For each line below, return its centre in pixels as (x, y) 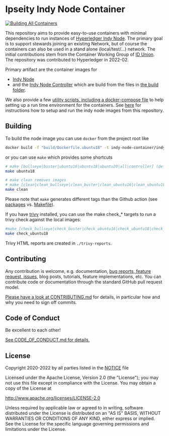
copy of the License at (28, 388)
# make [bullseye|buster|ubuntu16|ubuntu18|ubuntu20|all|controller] (80, 166)
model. (12, 287)
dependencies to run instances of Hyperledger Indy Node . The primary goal (84, 38)
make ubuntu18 (20, 171)
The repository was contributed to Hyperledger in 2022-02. (67, 59)
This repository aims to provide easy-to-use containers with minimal (76, 33)
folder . (19, 90)
